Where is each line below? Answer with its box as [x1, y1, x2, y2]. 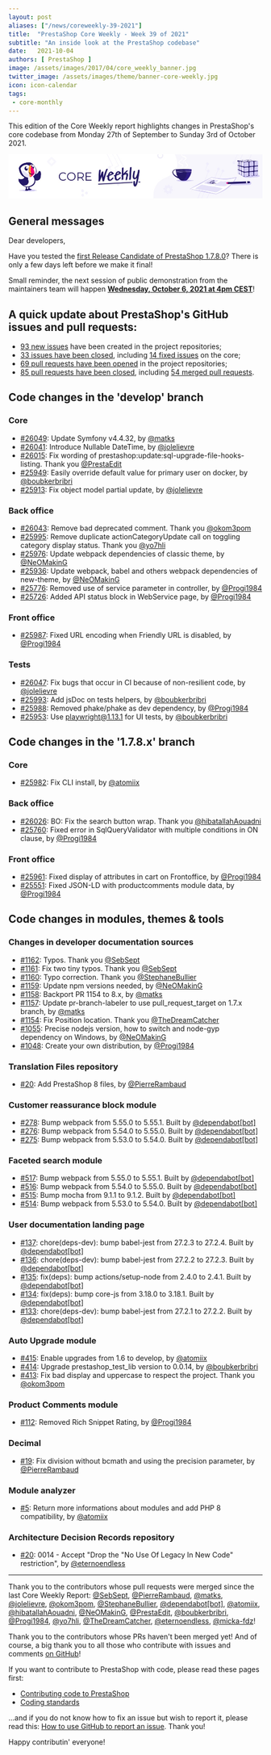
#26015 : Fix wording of [19, 450, 97, 460]
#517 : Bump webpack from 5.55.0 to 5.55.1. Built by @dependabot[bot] [19, 1173, 255, 1183]
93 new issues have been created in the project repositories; [19, 341, 222, 351]
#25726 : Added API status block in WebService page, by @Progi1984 [19, 592, 252, 601]
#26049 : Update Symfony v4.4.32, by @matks [19, 433, 175, 443]
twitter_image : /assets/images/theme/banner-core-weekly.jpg [8, 73, 219, 81]
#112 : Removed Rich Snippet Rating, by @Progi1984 [19, 1418, 192, 1427]
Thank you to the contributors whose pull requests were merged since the [8, 1582, 255, 1592]
